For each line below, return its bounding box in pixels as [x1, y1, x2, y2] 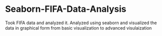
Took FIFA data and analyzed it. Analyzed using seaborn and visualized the [5, 20, 157, 26]
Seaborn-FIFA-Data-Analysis [5, 3, 127, 15]
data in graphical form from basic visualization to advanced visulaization [5, 25, 152, 31]
